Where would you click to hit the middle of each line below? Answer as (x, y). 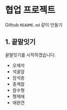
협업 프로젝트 (30, 10)
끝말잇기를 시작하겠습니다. (31, 55)
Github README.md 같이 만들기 (34, 25)
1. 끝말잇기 (20, 42)
